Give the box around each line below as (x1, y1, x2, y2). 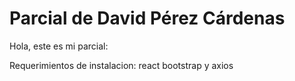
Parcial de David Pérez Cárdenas (9, 7, 286, 30)
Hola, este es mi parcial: (9, 40, 109, 52)
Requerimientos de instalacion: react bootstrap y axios (9, 59, 234, 71)
